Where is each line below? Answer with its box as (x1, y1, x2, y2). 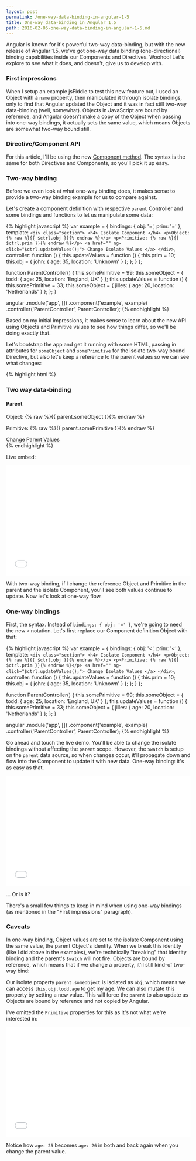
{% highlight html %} (6, 371, 57, 378)
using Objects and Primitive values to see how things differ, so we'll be (6, 324, 177, 331)
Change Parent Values (6, 436, 60, 443)
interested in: (6, 1015, 38, 1022)
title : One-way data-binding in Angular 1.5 (6, 19, 116, 25)
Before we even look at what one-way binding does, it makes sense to (6, 187, 176, 194)
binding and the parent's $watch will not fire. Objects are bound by (6, 955, 165, 962)
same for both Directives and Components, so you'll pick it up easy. (6, 159, 169, 166)
